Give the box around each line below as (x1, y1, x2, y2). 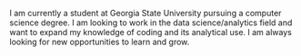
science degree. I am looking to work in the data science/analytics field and (9, 17, 293, 28)
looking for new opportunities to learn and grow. (9, 36, 190, 47)
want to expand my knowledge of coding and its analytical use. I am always (9, 27, 293, 37)
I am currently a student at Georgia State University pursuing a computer (9, 8, 282, 18)
